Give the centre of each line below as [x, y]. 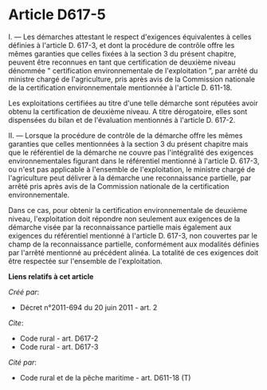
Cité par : [23, 362]
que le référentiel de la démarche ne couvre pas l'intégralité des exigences [131, 152]
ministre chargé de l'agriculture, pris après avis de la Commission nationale [132, 79]
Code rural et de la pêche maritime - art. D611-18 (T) [105, 377]
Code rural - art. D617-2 [59, 338]
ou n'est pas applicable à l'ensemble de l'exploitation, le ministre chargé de [132, 169]
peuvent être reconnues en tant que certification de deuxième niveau [122, 62]
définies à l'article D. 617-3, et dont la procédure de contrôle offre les [122, 45]
